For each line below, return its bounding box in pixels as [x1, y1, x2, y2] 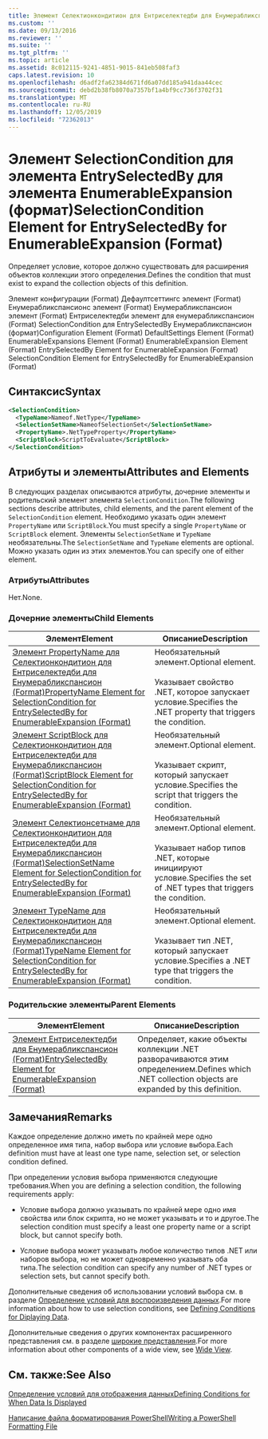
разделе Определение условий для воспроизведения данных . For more [8, 1295, 251, 1305]
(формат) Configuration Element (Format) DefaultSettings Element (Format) [8, 328, 254, 337]
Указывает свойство [154, 677, 234, 688]
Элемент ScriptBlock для [12, 729, 108, 741]
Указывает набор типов [154, 842, 246, 853]
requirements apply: [8, 1190, 74, 1199]
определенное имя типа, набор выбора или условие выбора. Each [8, 1140, 234, 1150]
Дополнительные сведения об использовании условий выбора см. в [8, 1287, 243, 1297]
